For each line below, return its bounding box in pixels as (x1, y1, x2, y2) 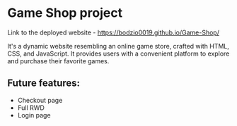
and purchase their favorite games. (7, 56, 110, 65)
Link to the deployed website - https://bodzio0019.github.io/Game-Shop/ (7, 28, 219, 37)
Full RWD (17, 103, 45, 112)
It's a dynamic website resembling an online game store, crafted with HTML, (7, 42, 230, 50)
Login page (17, 111, 51, 119)
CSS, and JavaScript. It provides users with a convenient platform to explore (7, 49, 230, 58)
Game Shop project (7, 5, 122, 21)
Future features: (7, 77, 80, 89)
